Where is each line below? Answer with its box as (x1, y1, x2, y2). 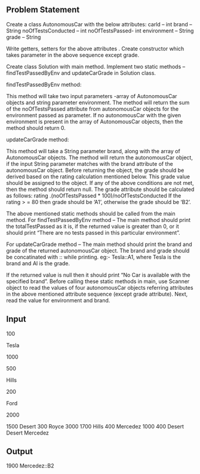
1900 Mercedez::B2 (6, 462, 55, 469)
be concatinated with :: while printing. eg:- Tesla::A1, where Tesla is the (6, 253, 181, 260)
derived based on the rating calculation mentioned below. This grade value (6, 173, 190, 180)
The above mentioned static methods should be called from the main (6, 209, 176, 217)
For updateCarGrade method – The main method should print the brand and (6, 241, 192, 248)
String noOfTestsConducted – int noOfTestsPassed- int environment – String (6, 27, 194, 34)
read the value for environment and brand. (6, 296, 110, 304)
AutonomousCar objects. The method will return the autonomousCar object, (6, 154, 193, 161)
